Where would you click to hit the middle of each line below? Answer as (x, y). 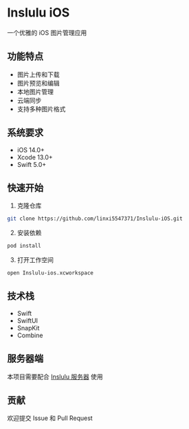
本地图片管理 (35, 92)
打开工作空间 (35, 260)
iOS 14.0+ (31, 150)
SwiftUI (27, 320)
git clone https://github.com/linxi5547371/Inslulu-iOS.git (95, 219)
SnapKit (28, 328)
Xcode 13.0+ (35, 157)
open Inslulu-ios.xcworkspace (51, 273)
